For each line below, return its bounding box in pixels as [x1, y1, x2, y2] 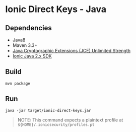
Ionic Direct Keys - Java [5, 4, 107, 15]
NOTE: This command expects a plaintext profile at [17, 117, 123, 123]
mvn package [5, 81, 30, 86]
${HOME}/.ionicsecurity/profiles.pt [17, 122, 95, 127]
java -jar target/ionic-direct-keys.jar [5, 108, 92, 113]
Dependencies [5, 24, 52, 32]
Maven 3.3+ [12, 42, 38, 48]
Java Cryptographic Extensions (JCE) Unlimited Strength [12, 48, 131, 53]
